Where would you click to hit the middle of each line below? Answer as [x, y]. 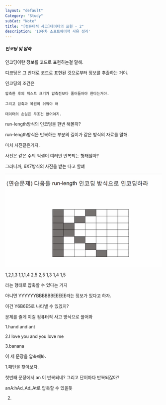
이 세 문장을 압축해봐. [26, 356]
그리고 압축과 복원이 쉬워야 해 [32, 104]
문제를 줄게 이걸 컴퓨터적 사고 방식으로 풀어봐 [49, 317]
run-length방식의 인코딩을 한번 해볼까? [43, 124]
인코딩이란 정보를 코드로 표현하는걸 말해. [44, 62]
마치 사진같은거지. [23, 145]
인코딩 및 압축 [18, 49]
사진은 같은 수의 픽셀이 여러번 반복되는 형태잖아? [52, 156]
